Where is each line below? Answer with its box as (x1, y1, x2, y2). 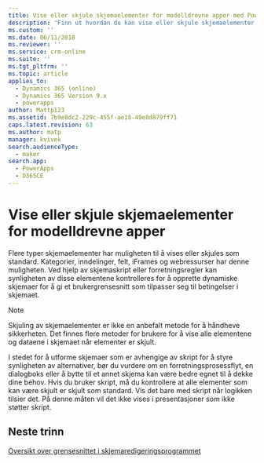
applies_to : (8, 77, 47, 85)
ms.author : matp (8, 128, 61, 136)
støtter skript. (8, 402, 52, 412)
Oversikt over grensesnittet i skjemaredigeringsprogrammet (8, 446, 202, 455)
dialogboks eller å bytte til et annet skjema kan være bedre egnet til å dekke (8, 369, 254, 378)
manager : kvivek (8, 135, 61, 144)
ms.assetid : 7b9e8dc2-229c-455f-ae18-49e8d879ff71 (8, 114, 178, 122)
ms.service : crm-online (8, 48, 86, 56)
